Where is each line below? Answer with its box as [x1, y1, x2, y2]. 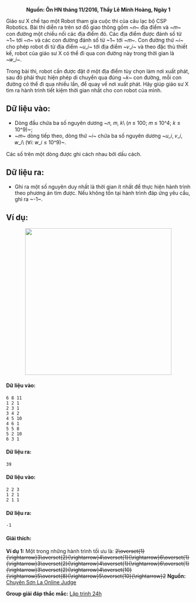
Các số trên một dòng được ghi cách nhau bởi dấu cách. [6, 150, 142, 157]
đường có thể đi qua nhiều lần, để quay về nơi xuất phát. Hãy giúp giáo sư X [6, 80, 189, 87]
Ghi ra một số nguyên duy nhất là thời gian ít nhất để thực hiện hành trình [14, 183, 191, 190]
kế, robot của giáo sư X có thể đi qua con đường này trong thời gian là [6, 50, 174, 56]
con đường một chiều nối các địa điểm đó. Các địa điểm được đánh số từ [6, 31, 182, 37]
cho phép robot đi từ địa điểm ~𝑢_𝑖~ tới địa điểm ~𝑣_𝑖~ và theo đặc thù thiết [6, 43, 188, 50]
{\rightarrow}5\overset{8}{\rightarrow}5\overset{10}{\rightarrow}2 [6, 572, 166, 580]
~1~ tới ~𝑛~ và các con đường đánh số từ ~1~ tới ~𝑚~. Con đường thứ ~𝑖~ [6, 36, 184, 43]
